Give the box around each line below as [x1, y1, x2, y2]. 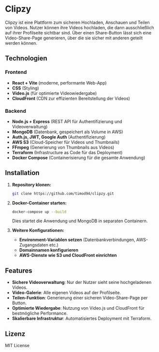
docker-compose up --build [12, 209, 67, 214]
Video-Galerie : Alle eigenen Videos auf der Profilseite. [12, 290, 121, 296]
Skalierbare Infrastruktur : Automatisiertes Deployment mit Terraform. [12, 316, 152, 321]
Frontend [5, 69, 27, 76]
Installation [5, 169, 40, 177]
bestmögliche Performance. [12, 310, 68, 317]
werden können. [5, 40, 38, 46]
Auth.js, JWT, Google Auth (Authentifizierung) [12, 134, 106, 140]
